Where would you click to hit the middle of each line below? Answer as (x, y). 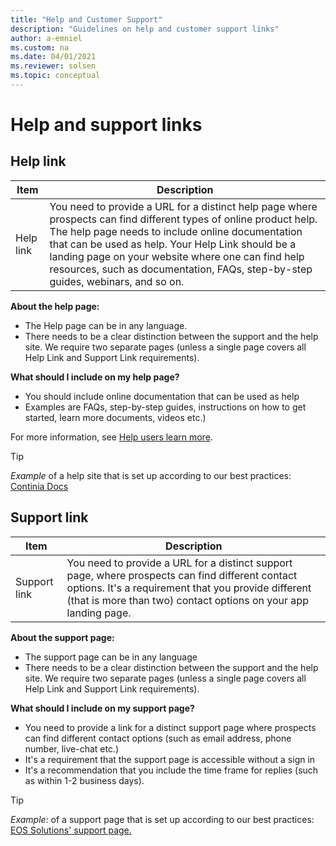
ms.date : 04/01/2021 (53, 57)
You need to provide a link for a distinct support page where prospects (170, 727)
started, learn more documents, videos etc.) (115, 417)
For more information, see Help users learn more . (111, 437)
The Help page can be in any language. (106, 325)
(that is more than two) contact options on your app (187, 600)
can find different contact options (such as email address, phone (158, 738)
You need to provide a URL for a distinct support (179, 563)
